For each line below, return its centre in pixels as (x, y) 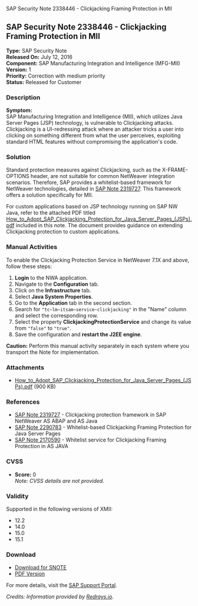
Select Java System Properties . (54, 296)
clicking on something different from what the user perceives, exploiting (93, 136)
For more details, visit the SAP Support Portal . (62, 585)
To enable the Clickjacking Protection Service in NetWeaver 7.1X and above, (98, 260)
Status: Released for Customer (44, 82)
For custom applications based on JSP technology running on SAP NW (92, 207)
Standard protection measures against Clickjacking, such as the (83, 170)
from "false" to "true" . (43, 328)
